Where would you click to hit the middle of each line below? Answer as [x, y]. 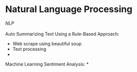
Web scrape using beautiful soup [47, 43]
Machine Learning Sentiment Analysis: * [47, 64]
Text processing [29, 49]
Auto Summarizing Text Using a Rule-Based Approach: [62, 34]
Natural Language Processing [69, 9]
